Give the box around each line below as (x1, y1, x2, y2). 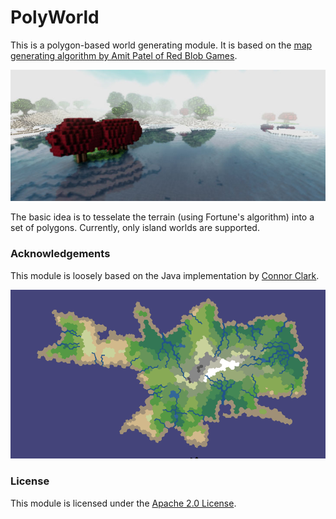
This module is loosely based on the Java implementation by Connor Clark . (10, 269, 320, 281)
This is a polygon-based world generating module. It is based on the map (10, 39, 313, 51)
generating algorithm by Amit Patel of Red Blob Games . (10, 49, 238, 61)
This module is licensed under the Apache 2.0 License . (10, 497, 237, 509)
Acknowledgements (10, 247, 111, 261)
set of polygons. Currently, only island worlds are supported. (10, 222, 260, 234)
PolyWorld (10, 6, 100, 29)
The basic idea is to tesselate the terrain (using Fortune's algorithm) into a (10, 211, 315, 223)
